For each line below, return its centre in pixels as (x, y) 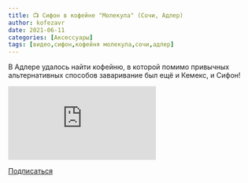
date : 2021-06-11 (37, 30)
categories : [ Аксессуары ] (50, 37)
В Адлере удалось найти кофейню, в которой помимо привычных (119, 67)
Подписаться (31, 171)
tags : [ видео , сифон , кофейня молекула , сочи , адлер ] (91, 45)
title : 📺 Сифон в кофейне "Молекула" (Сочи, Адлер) (96, 15)
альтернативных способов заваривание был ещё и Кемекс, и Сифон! (124, 75)
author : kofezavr (37, 23)
